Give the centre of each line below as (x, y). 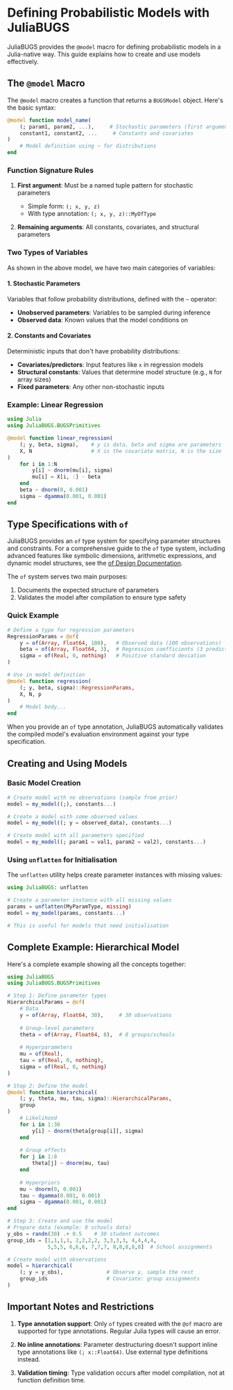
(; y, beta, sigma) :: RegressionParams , (77, 688)
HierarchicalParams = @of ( (46, 1002)
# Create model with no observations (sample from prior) (93, 797)
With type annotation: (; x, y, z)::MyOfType (92, 214)
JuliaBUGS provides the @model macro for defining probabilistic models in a (114, 47)
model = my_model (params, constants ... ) (67, 913)
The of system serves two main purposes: (68, 577)
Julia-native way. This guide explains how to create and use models (104, 54)
